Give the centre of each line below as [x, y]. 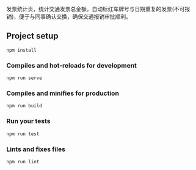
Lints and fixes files [36, 149]
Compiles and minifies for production [63, 93]
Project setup [33, 36]
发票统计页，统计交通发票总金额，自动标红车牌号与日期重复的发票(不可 [96, 9]
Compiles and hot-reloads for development [72, 65]
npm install [21, 50]
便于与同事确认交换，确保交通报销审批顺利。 [75, 16]
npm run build [24, 106]
